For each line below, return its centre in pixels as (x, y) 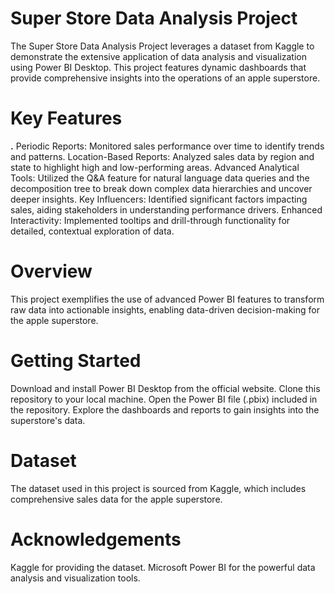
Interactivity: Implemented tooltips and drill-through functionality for (150, 220)
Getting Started (76, 361)
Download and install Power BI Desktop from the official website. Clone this (165, 388)
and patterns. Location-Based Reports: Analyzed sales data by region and (162, 156)
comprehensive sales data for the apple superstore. (116, 499)
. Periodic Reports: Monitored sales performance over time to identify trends (167, 146)
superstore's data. (48, 420)
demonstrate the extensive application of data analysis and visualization (159, 56)
